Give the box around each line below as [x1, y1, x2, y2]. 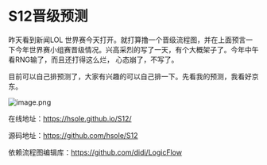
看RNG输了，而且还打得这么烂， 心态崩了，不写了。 [8, 55, 179, 64]
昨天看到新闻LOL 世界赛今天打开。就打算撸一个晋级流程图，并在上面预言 [8, 35, 246, 44]
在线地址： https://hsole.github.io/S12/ [8, 113, 132, 123]
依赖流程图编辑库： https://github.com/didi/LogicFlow [8, 148, 183, 157]
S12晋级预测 [8, 7, 89, 25]
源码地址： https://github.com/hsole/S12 [8, 130, 138, 140]
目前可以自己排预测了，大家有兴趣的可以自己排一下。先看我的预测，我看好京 [8, 71, 259, 81]
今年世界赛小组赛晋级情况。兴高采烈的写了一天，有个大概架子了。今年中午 [14, 44, 259, 54]
